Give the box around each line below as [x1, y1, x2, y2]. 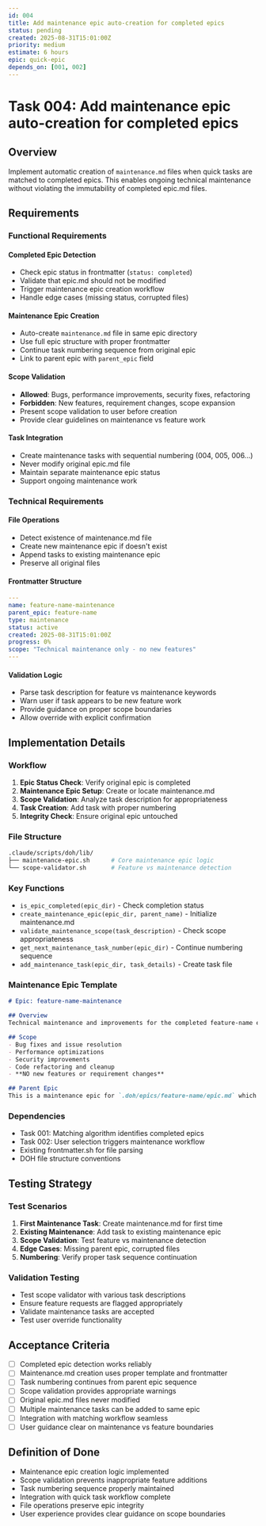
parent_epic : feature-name [8, 608, 97, 617]
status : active [8, 623, 59, 631]
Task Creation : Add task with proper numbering [19, 802, 177, 813]
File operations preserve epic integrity [19, 1500, 145, 1510]
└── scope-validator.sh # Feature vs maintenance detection [8, 864, 232, 872]
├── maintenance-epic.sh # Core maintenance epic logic [8, 857, 215, 865]
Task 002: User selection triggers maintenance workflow [19, 1137, 205, 1146]
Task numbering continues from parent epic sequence [19, 1377, 197, 1387]
